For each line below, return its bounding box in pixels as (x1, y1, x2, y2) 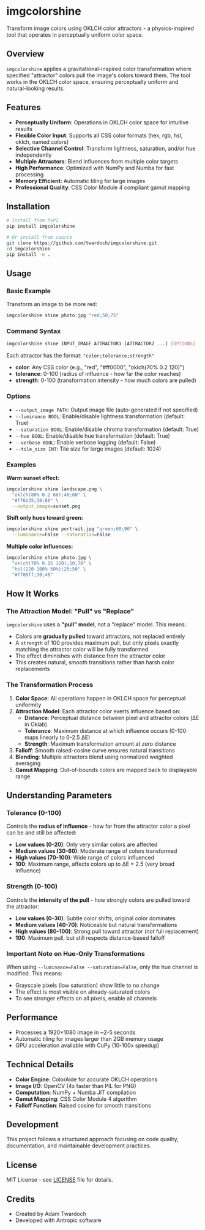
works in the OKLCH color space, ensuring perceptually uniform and (6, 78, 179, 85)
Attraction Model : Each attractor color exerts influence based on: (15, 707, 181, 714)
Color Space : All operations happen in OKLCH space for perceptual (15, 694, 186, 702)
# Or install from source (6, 234, 72, 241)
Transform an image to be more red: (6, 301, 98, 308)
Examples (6, 460, 37, 469)
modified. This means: (6, 969, 63, 977)
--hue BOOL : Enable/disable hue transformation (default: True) (15, 432, 170, 439)
